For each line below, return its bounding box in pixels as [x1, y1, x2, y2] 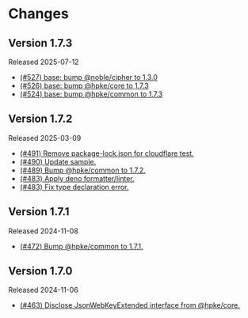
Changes [8, 5, 69, 23]
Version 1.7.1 [8, 205, 70, 218]
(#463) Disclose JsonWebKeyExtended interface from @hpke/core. [19, 301, 240, 310]
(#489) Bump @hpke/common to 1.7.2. [19, 165, 146, 175]
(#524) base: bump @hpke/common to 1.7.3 [19, 89, 163, 99]
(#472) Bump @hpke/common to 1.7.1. [19, 241, 144, 251]
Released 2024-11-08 [8, 226, 79, 236]
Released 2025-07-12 [8, 57, 79, 66]
